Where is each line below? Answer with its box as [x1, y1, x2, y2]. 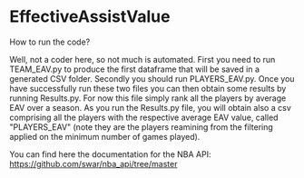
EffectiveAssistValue [9, 6, 171, 27]
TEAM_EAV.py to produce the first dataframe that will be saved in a [9, 64, 260, 74]
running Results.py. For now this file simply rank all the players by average [9, 93, 287, 104]
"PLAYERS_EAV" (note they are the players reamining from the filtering [9, 121, 274, 133]
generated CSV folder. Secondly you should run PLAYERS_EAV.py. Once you [9, 73, 295, 84]
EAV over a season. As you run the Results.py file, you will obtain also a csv [9, 102, 292, 113]
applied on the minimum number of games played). [9, 131, 201, 142]
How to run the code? [9, 36, 91, 47]
